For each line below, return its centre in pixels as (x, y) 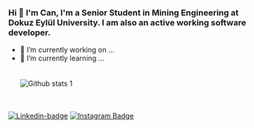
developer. (29, 33)
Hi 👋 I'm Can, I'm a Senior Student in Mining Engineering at (123, 13)
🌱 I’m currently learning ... (62, 58)
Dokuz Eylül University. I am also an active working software (127, 22)
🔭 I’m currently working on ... (67, 50)
